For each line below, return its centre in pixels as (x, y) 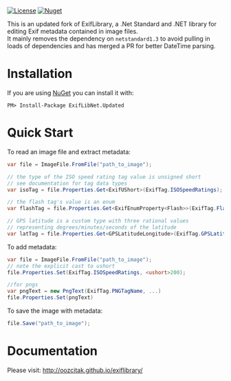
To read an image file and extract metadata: (69, 152)
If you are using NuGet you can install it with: (70, 92)
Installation (40, 74)
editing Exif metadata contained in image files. (73, 31)
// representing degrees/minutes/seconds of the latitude (92, 227)
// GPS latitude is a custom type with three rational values (98, 221)
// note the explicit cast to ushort (61, 266)
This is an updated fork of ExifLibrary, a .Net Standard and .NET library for (112, 24)
